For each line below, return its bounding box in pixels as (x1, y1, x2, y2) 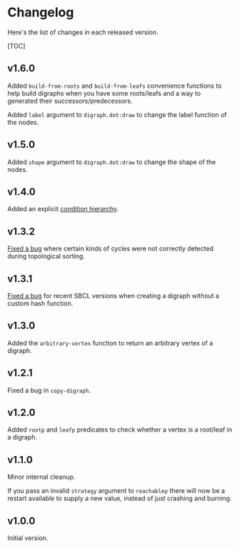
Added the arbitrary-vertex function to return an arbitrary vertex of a (7, 338, 213, 347)
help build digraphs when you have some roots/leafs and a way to (7, 88, 201, 97)
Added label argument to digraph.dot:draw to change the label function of (7, 110, 227, 118)
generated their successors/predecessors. (7, 96, 133, 105)
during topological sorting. (7, 252, 86, 260)
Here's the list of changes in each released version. (7, 28, 159, 36)
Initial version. (7, 534, 49, 542)
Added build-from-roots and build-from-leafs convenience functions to (7, 81, 223, 90)
